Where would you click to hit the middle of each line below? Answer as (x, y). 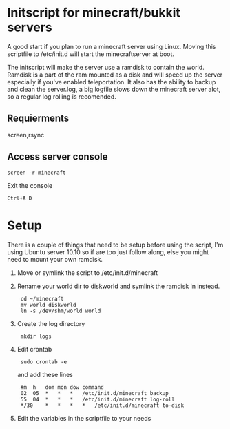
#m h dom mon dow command (62, 387)
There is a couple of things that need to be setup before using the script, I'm (115, 245)
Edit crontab (34, 349)
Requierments (38, 118)
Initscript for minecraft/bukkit (94, 13)
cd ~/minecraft (42, 298)
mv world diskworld (48, 305)
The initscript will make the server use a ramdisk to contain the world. (106, 67)
